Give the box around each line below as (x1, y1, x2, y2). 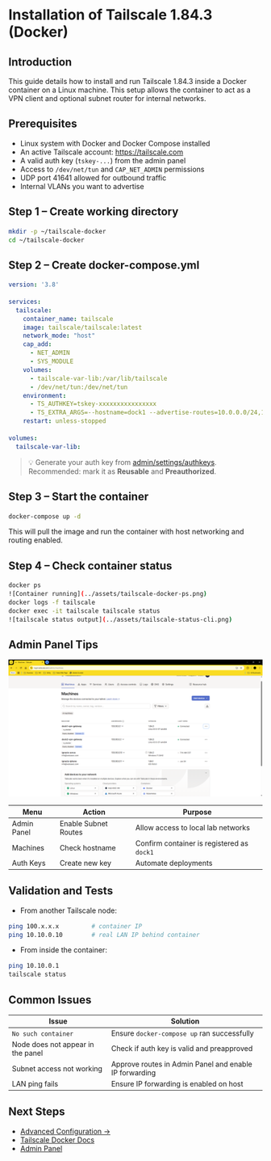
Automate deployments (135, 859, 213, 868)
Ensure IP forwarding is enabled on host (110, 1079, 244, 1089)
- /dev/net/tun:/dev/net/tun (29, 382, 128, 391)
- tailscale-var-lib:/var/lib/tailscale (29, 374, 168, 382)
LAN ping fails (11, 1079, 59, 1089)
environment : (23, 391, 67, 399)
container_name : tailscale (23, 315, 114, 323)
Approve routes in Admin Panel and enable (110, 1059, 252, 1069)
